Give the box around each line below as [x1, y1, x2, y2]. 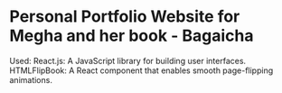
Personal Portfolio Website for [9, 6, 240, 27]
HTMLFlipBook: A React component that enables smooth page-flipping [9, 65, 274, 76]
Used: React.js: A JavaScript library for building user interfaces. [9, 55, 247, 66]
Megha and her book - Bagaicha [9, 25, 254, 46]
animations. [9, 74, 52, 85]
